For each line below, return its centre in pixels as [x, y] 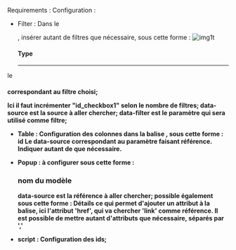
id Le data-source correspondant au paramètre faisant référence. [114, 141]
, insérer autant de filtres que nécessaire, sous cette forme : [104, 37]
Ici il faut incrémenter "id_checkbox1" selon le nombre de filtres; [103, 105]
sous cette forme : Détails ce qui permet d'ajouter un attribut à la [114, 204]
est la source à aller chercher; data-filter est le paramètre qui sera [127, 112]
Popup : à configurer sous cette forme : [76, 162]
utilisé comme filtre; [37, 120]
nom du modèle [45, 180]
